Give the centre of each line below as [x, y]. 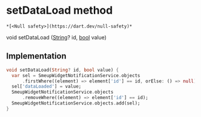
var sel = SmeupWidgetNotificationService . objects [76, 75]
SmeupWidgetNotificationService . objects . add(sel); [76, 103]
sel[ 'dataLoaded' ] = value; [47, 87]
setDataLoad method [60, 10]
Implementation [36, 56]
